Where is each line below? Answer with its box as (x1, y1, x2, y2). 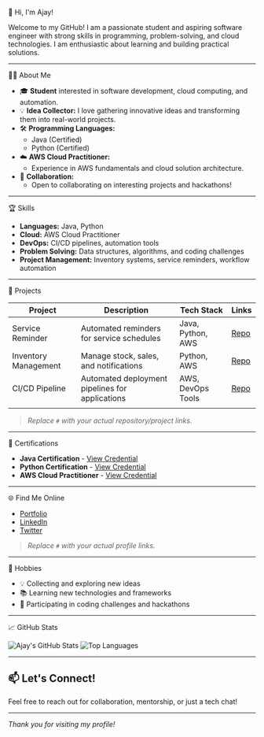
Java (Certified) (31, 135, 82, 144)
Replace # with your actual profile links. (27, 541, 156, 550)
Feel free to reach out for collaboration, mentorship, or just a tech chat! (8, 697, 238, 706)
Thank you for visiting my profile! (8, 719, 115, 728)
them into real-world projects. (19, 115, 116, 124)
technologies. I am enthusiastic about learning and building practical (8, 39, 229, 49)
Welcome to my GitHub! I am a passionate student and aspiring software (8, 23, 243, 31)
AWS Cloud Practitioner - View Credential (19, 471, 157, 480)
